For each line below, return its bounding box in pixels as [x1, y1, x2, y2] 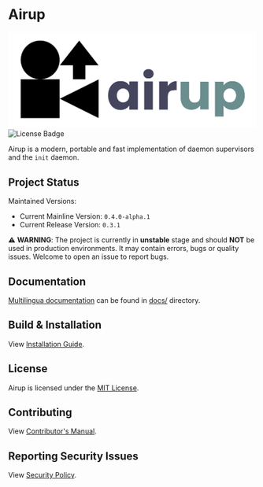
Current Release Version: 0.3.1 [19, 220, 120, 230]
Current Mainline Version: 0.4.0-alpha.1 [19, 212, 150, 221]
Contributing [8, 405, 72, 419]
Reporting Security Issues [8, 449, 139, 463]
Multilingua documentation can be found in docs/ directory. [8, 295, 201, 304]
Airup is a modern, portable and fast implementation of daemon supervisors [8, 144, 254, 154]
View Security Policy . [8, 470, 77, 480]
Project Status [8, 175, 80, 189]
